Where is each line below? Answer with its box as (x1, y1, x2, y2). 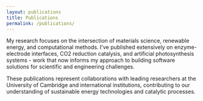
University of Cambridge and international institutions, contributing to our (6, 81, 190, 89)
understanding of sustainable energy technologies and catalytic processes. (6, 88, 196, 95)
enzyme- (174, 43, 197, 51)
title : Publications (6, 15, 59, 21)
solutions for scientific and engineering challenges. (6, 63, 135, 70)
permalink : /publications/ (6, 20, 75, 26)
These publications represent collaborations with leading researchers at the (6, 75, 196, 83)
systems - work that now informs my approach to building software (6, 56, 176, 64)
